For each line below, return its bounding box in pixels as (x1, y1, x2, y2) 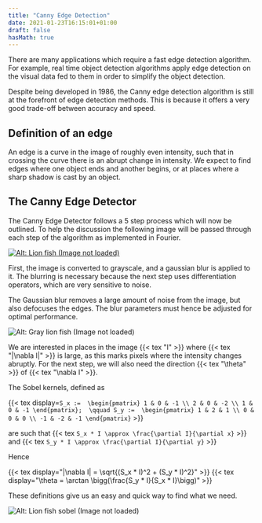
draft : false (8, 26, 51, 34)
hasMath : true (8, 33, 55, 42)
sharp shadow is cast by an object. (8, 172, 122, 182)
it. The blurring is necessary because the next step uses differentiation (8, 271, 237, 281)
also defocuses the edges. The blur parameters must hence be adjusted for (8, 304, 253, 313)
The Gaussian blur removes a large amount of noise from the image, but (8, 295, 241, 304)
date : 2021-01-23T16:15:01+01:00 (8, 19, 118, 27)
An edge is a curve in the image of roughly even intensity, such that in (8, 147, 234, 157)
